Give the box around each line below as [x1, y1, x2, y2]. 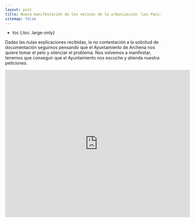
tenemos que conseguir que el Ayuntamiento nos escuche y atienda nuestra [5, 55, 160, 61]
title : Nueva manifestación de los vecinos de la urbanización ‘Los [5, 12, 149, 17]
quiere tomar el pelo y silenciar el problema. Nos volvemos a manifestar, [5, 50, 152, 55]
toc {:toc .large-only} [12, 30, 55, 36]
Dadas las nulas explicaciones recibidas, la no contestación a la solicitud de [5, 39, 159, 45]
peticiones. [5, 60, 28, 66]
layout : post [5, 7, 32, 12]
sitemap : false [5, 16, 36, 21]
